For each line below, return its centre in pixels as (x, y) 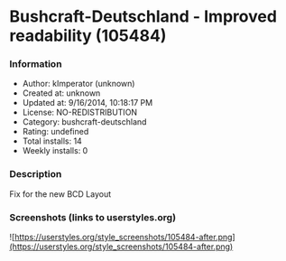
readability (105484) (88, 36)
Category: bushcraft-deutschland (84, 122)
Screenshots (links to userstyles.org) (93, 217)
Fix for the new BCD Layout (60, 194)
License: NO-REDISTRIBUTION (80, 112)
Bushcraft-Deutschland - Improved (143, 17)
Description (36, 174)
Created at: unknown (61, 93)
